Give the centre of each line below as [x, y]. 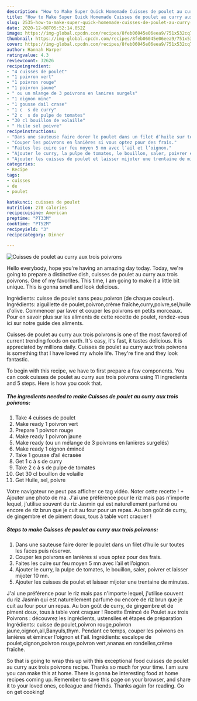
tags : [13, 175]
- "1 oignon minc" [29, 99]
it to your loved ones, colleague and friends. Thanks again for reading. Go [95, 685]
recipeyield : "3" [28, 229]
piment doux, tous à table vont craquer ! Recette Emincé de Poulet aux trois [98, 612]
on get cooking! [25, 692]
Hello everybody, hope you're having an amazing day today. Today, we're [95, 268]
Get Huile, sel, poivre [40, 480]
